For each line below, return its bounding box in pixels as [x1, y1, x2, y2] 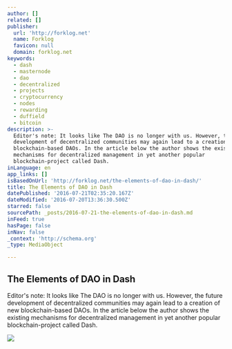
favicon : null [13, 42, 54, 49]
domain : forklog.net [13, 49, 72, 56]
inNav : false [7, 229, 45, 236]
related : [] [7, 17, 41, 23]
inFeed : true [7, 216, 45, 223]
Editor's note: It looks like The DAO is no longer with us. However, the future [7, 291, 223, 299]
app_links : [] [7, 171, 48, 178]
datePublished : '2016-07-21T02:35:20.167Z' [7, 190, 135, 197]
